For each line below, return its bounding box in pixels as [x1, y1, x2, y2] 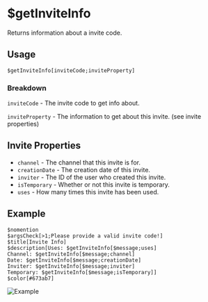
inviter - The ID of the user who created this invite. [17, 173, 166, 181]
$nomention [7, 226, 39, 233]
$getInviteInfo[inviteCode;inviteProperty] [7, 67, 136, 74]
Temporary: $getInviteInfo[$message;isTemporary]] [7, 269, 157, 276]
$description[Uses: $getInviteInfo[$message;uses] [7, 244, 157, 251]
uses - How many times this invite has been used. [17, 187, 159, 196]
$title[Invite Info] [7, 238, 67, 245]
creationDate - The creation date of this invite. [17, 165, 151, 174]
